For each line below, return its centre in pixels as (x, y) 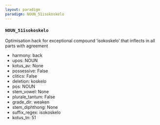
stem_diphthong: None (35, 107)
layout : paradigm (23, 10)
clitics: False (25, 76)
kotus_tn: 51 (24, 117)
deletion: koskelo (29, 81)
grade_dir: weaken (31, 102)
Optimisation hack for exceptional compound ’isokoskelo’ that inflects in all (80, 41)
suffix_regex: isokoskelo (36, 112)
